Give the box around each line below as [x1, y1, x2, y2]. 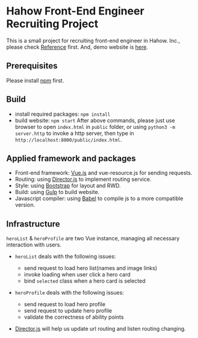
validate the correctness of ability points [23, 313, 125, 321]
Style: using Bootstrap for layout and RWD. [14, 182, 122, 189]
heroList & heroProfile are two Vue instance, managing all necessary [6, 235, 180, 242]
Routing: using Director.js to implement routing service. [14, 176, 152, 183]
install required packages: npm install [14, 110, 111, 117]
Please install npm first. [6, 77, 64, 84]
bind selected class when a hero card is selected [23, 277, 146, 284]
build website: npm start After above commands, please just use [14, 116, 176, 124]
